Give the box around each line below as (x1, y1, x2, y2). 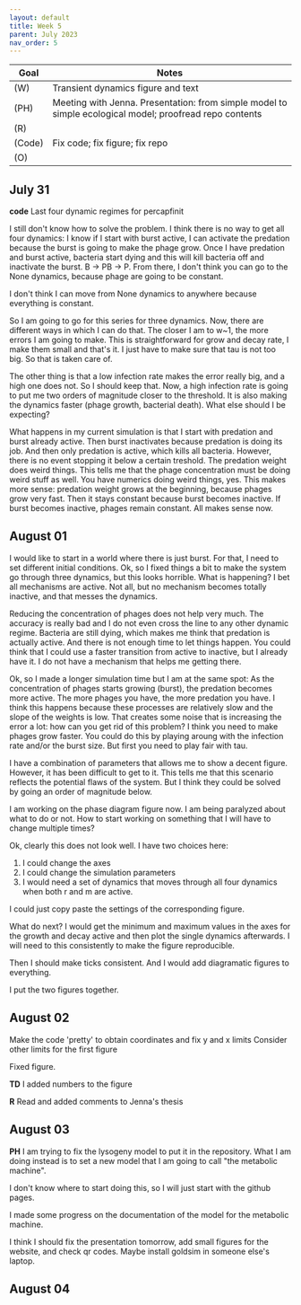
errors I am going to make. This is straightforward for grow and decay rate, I (9, 334, 289, 346)
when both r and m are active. (21, 886, 133, 896)
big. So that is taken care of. (9, 354, 113, 365)
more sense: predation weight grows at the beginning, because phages (9, 484, 272, 495)
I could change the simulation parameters (21, 867, 176, 877)
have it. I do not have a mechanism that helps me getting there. (9, 656, 242, 666)
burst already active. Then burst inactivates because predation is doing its (9, 436, 283, 447)
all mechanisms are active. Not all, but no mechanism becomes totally (9, 581, 267, 592)
